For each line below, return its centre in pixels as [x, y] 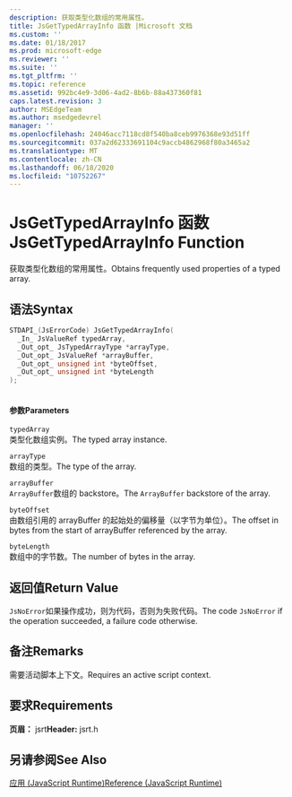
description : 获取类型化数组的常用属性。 [79, 17]
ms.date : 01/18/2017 [48, 43]
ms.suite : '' [34, 68]
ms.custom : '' [36, 34]
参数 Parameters [39, 410]
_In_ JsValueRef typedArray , [72, 338]
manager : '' [31, 126]
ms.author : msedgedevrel [56, 117]
